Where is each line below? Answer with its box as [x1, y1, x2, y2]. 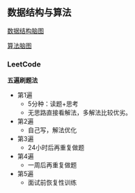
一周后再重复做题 [27, 161, 77, 169]
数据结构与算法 [7, 6, 72, 19]
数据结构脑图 [7, 27, 44, 35]
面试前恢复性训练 [27, 178, 77, 187]
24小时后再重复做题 [27, 143, 85, 152]
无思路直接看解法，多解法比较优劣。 [27, 108, 132, 117]
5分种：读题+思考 [27, 100, 79, 108]
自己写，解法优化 [27, 126, 77, 134]
